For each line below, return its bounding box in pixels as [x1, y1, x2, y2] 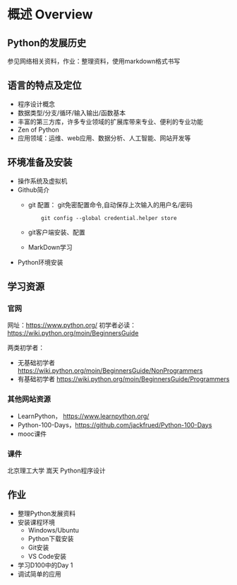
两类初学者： [7, 344, 44, 352]
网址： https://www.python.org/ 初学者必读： [7, 321, 136, 330]
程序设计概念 [17, 100, 55, 108]
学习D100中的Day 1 [17, 560, 73, 569]
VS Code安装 [28, 552, 67, 560]
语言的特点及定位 [7, 79, 82, 92]
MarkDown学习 [28, 243, 73, 251]
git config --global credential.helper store [41, 214, 178, 221]
